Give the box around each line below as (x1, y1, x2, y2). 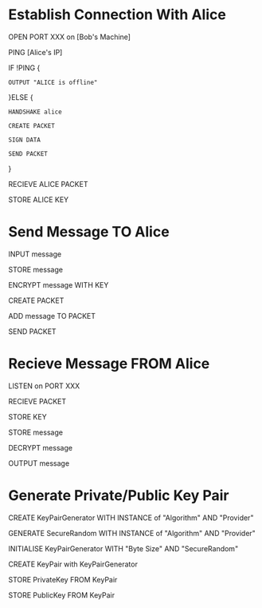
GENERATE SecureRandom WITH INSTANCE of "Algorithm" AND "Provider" (8, 528, 256, 538)
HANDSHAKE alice (8, 108, 62, 116)
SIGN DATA (8, 136, 41, 144)
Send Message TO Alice (8, 223, 170, 241)
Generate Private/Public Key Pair (8, 487, 229, 504)
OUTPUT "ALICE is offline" (8, 78, 98, 86)
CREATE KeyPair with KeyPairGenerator (8, 559, 138, 569)
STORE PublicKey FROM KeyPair (8, 590, 115, 600)
